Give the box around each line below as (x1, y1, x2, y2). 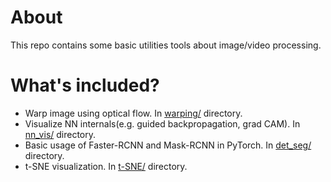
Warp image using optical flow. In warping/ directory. (24, 107, 243, 119)
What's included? (10, 74, 160, 97)
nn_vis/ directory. (24, 128, 97, 140)
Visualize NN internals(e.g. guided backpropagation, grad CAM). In (24, 117, 301, 130)
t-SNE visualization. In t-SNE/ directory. (24, 160, 188, 172)
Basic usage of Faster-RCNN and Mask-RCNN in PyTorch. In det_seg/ (24, 139, 312, 151)
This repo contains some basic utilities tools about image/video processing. (10, 39, 322, 51)
